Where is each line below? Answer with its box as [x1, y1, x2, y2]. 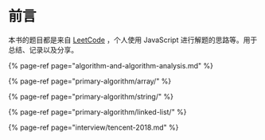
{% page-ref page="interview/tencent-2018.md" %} [8, 122, 179, 132]
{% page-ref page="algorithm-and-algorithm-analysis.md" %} [8, 60, 213, 70]
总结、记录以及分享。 [8, 45, 78, 54]
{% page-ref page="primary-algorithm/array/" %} [8, 76, 172, 86]
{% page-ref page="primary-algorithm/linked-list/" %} [8, 107, 187, 116]
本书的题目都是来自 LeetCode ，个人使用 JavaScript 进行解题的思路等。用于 [8, 35, 258, 45]
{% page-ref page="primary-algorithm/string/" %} [8, 91, 173, 101]
